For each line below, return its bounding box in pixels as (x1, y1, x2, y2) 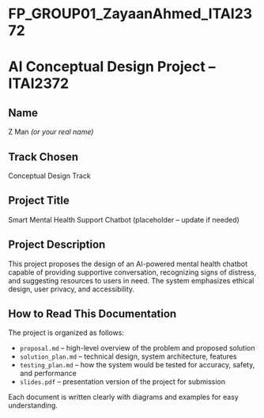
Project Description (8, 238, 106, 252)
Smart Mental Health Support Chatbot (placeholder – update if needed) (8, 215, 239, 224)
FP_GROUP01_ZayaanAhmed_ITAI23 (8, 5, 253, 23)
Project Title (8, 194, 70, 207)
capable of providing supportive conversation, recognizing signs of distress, (8, 267, 257, 277)
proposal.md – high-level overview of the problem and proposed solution (19, 344, 255, 353)
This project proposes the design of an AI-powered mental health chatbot (8, 259, 248, 268)
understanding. (8, 401, 58, 410)
